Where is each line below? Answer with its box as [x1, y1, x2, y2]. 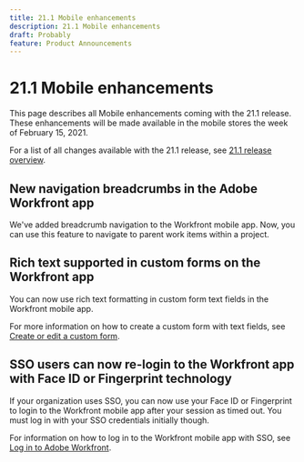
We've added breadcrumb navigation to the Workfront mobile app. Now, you [9, 219, 296, 230]
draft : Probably [9, 30, 71, 39]
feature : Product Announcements [9, 38, 132, 48]
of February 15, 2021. [9, 127, 88, 138]
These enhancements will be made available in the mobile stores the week [9, 117, 289, 128]
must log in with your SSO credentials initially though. [9, 415, 209, 426]
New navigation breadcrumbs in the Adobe [9, 181, 258, 196]
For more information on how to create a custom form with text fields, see [9, 320, 286, 332]
